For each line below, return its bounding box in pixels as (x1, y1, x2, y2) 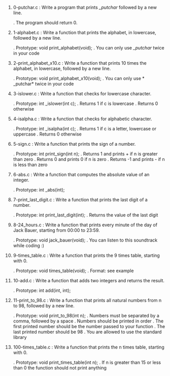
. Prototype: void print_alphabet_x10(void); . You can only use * (13, 75, 145, 81)
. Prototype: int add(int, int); (13, 287, 71, 293)
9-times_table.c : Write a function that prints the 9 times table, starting (13, 252, 160, 258)
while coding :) (13, 243, 45, 249)
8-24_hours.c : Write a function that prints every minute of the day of (13, 222, 158, 228)
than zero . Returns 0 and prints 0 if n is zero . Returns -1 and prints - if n (13, 156, 165, 162)
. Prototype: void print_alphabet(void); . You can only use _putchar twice (13, 45, 164, 50)
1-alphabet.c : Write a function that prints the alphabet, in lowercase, (13, 30, 156, 35)
